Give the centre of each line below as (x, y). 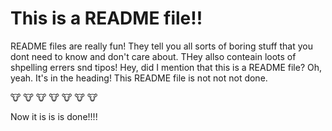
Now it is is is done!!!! (54, 116)
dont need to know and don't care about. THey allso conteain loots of (153, 56)
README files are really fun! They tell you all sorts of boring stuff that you (161, 46)
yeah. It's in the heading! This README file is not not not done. (139, 78)
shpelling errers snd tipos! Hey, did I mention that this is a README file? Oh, (166, 67)
